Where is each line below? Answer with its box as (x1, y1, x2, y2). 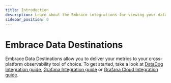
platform (5, 61, 23, 67)
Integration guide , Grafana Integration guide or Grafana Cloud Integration (5, 67, 159, 73)
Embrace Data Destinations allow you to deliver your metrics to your (5, 56, 148, 62)
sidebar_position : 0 (5, 17, 49, 22)
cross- (149, 56, 163, 62)
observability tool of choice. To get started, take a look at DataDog (23, 61, 163, 67)
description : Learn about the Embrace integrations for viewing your (5, 12, 156, 17)
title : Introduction (5, 7, 49, 13)
